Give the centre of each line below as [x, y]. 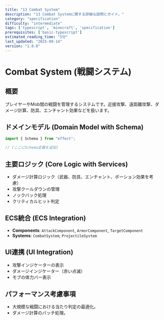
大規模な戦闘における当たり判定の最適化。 [55, 307]
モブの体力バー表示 [32, 277]
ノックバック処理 [29, 195]
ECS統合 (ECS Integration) [46, 218]
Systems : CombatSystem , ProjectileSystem [54, 235]
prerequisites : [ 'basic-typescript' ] [44, 32]
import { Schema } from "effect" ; [40, 139]
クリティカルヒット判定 [36, 201]
